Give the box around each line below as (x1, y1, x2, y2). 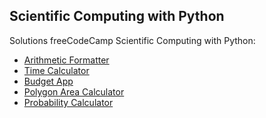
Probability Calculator (23, 96, 114, 108)
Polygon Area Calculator (23, 85, 125, 98)
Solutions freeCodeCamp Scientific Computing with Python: (9, 34, 256, 46)
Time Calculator (23, 64, 90, 76)
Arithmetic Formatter (23, 54, 110, 66)
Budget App (23, 75, 74, 87)
